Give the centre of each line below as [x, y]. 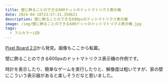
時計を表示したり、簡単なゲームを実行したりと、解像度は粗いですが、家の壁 [84, 69]
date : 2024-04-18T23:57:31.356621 [41, 14]
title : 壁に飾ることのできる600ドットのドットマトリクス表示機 [63, 10]
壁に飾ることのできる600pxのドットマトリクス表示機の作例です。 [73, 58]
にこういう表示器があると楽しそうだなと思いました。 [60, 75]
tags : [11, 28]
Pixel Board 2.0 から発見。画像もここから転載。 [54, 48]
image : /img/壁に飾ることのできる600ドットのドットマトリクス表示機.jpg [73, 24]
